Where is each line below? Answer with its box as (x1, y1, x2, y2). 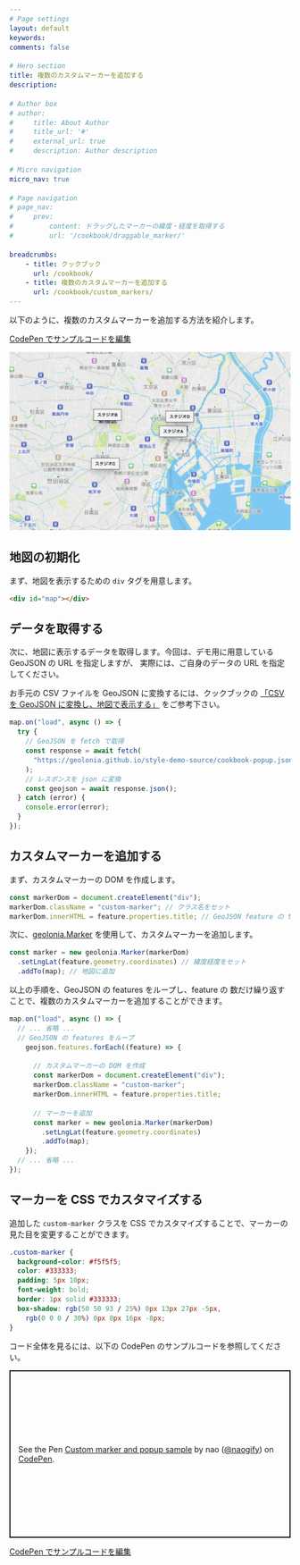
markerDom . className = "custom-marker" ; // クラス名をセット (9, 903, 230, 912)
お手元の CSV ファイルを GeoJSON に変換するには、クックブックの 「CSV (9, 688, 285, 699)
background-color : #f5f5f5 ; (17, 1257, 122, 1266)
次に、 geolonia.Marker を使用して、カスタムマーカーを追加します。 (9, 930, 258, 940)
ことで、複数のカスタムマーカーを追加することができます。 (9, 996, 228, 1005)
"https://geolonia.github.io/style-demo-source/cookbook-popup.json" (32, 755, 297, 764)
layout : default (9, 23, 70, 33)
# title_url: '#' (9, 128, 90, 137)
